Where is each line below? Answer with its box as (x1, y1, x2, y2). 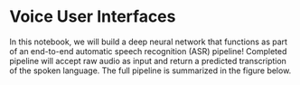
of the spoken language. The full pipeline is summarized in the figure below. (9, 65, 292, 76)
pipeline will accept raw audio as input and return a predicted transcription (9, 55, 287, 66)
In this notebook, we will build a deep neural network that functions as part (9, 36, 287, 47)
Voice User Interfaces (9, 6, 176, 27)
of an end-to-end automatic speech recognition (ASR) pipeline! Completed (9, 45, 287, 56)
